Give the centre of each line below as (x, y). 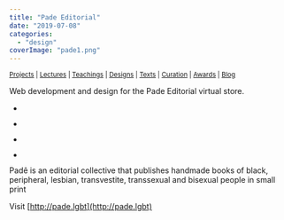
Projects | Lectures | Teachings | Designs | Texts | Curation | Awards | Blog (123, 75)
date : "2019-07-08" (45, 26)
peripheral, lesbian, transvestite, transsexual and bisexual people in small (142, 180)
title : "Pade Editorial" (55, 17)
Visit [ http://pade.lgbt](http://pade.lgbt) (81, 207)
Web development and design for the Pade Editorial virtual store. (127, 91)
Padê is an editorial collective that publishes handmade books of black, (139, 170)
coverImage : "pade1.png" (55, 51)
